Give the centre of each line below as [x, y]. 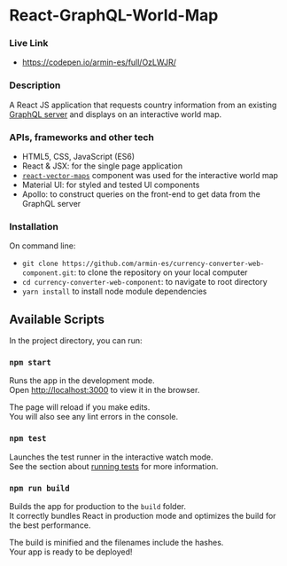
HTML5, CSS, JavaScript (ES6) [78, 157]
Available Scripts [57, 319]
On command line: [43, 246]
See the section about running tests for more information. [114, 466]
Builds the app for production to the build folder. [98, 507]
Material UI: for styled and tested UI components [111, 185]
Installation [34, 227]
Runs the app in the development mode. [82, 381]
